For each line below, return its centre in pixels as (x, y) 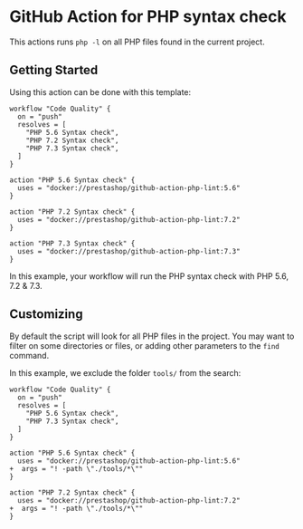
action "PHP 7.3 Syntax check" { (72, 243)
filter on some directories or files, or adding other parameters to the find (145, 345)
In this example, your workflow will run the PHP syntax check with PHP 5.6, (149, 276)
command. (29, 355)
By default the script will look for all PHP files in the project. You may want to (152, 336)
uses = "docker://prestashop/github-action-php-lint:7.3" (129, 251)
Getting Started (54, 70)
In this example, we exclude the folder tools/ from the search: (125, 372)
